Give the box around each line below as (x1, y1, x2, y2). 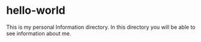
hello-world (6, 4, 66, 17)
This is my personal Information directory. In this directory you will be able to (6, 23, 196, 31)
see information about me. (6, 29, 71, 37)
